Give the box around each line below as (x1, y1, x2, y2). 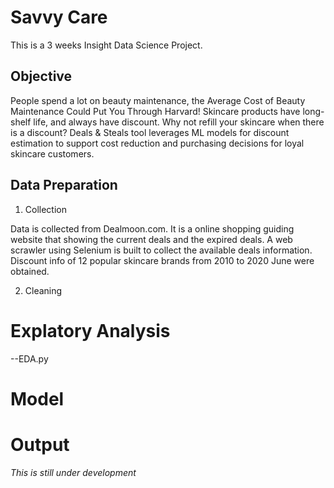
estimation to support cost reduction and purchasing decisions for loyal (10, 137, 305, 149)
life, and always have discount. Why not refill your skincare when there (33, 116, 325, 128)
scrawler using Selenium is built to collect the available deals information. (10, 244, 313, 256)
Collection (24, 203, 67, 215)
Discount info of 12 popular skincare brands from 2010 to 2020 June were (10, 254, 315, 266)
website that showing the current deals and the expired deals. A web (10, 233, 293, 245)
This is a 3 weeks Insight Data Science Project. (10, 39, 203, 51)
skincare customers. (10, 147, 95, 160)
